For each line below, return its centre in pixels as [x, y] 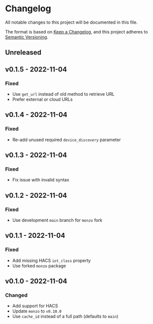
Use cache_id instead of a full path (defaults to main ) [65, 317]
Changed [17, 295]
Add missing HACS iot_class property [52, 260]
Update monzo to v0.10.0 [37, 311]
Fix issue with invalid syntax [41, 180]
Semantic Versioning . [27, 37]
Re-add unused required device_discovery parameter [66, 140]
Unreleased [23, 53]
